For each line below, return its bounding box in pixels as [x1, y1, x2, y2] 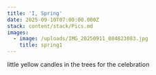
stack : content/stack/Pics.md [7, 22, 94, 29]
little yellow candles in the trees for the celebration [7, 61, 150, 68]
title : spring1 [19, 42, 63, 48]
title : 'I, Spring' [7, 10, 63, 17]
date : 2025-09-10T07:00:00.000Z [7, 16, 99, 23]
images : [7, 29, 29, 36]
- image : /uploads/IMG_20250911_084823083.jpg [13, 35, 148, 42]
